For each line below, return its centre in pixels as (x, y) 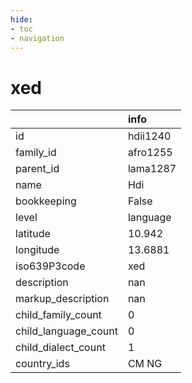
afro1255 (150, 153)
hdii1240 (149, 136)
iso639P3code (50, 266)
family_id (36, 153)
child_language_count (66, 331)
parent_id (37, 169)
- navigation (37, 38)
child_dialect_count (60, 348)
